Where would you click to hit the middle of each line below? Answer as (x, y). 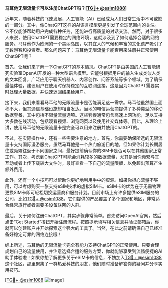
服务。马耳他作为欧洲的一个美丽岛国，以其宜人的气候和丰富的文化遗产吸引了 (84, 44)
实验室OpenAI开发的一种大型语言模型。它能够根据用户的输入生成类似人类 (85, 73)
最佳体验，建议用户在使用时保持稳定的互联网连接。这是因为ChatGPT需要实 (82, 85)
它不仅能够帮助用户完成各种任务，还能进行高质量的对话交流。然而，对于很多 (84, 31)
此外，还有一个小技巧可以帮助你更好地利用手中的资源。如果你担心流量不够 (82, 180)
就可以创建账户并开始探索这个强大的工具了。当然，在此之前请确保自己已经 (82, 228)
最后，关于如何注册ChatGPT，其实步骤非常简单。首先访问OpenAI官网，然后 (83, 216)
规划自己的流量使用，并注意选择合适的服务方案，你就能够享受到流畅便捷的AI (84, 251)
